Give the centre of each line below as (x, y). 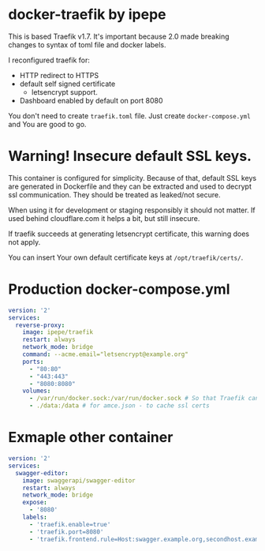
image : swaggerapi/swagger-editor (79, 480)
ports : (33, 362)
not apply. (24, 242)
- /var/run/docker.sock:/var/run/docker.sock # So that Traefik (137, 399)
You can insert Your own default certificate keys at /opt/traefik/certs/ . (126, 257)
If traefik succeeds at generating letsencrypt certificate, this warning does (129, 234)
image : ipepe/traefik (58, 332)
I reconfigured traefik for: (49, 60)
